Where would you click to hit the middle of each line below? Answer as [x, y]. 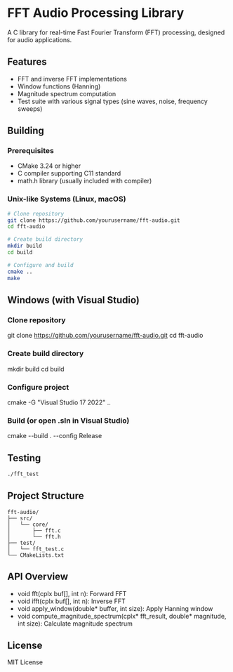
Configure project [38, 387]
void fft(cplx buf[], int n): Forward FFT [72, 593]
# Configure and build [40, 265]
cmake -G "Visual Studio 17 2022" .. [59, 402]
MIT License [25, 662]
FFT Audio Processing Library [96, 13]
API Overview [38, 577]
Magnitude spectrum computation [67, 93]
